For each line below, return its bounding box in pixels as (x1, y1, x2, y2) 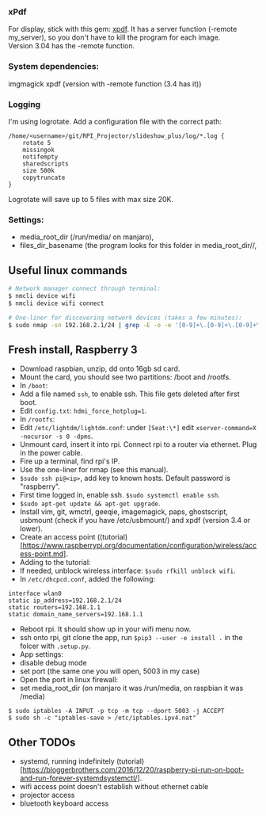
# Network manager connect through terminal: (8, 284, 161, 292)
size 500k (22, 166, 55, 174)
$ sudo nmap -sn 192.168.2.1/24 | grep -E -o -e (8, 321, 172, 329)
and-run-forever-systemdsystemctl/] (19, 773, 140, 783)
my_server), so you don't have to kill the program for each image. (8, 32, 221, 42)
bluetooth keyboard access (19, 799, 109, 808)
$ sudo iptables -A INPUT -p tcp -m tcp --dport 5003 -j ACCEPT (8, 707, 225, 715)
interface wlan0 (8, 589, 62, 598)
